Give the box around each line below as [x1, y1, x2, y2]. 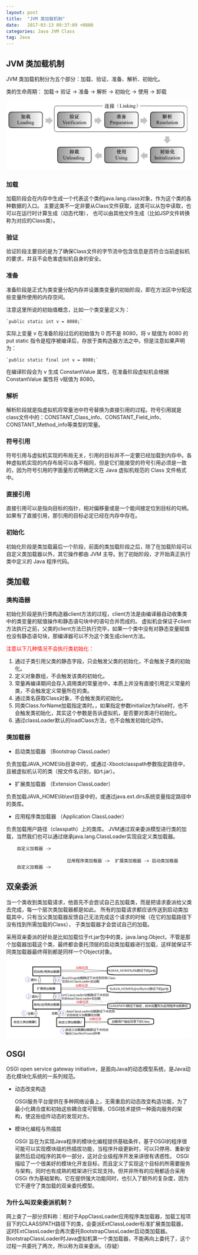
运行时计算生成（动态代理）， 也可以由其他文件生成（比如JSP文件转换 [21, 210, 190, 216]
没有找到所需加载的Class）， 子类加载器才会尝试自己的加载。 [6, 920, 153, 928]
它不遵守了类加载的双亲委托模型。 [14, 1182, 98, 1189]
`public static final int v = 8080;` [6, 357, 99, 363]
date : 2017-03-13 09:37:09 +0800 [6, 22, 94, 28]
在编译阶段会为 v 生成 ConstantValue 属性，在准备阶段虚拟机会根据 [6, 368, 169, 375]
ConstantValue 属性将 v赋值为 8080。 [6, 376, 98, 383]
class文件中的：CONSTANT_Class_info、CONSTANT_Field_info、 [6, 413, 165, 421]
